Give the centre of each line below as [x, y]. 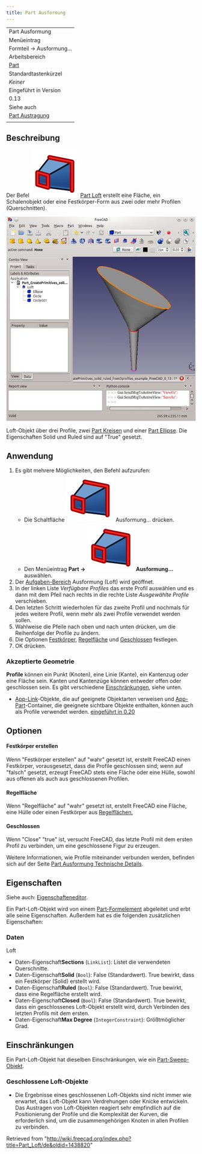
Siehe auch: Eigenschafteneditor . [47, 897]
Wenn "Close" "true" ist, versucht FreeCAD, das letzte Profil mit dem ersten [99, 840]
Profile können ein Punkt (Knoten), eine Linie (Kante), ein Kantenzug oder [97, 675]
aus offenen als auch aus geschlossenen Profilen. [68, 778]
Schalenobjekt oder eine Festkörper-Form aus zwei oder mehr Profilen [93, 202]
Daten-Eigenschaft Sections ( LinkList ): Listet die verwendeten [93, 962]
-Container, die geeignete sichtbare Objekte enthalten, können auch [109, 705]
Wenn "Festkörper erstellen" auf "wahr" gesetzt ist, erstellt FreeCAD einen [99, 759]
